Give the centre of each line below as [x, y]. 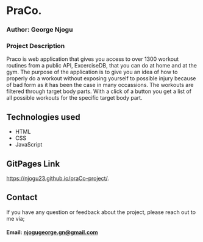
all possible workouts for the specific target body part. [74, 98]
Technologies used [43, 117]
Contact [22, 197]
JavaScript [29, 145]
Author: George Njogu [40, 30]
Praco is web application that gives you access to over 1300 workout [93, 59]
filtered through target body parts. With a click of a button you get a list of [99, 91]
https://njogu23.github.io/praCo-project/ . [58, 178]
